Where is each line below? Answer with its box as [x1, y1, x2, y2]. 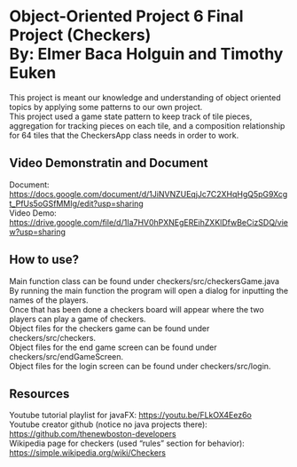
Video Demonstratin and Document [9, 155, 208, 170]
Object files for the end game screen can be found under [9, 342, 217, 352]
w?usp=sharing [9, 226, 66, 237]
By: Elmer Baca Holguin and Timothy [9, 44, 284, 64]
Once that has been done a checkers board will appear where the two [9, 304, 264, 314]
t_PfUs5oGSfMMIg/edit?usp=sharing [9, 198, 144, 209]
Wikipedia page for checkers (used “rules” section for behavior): [9, 438, 246, 449]
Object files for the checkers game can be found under [9, 322, 210, 334]
